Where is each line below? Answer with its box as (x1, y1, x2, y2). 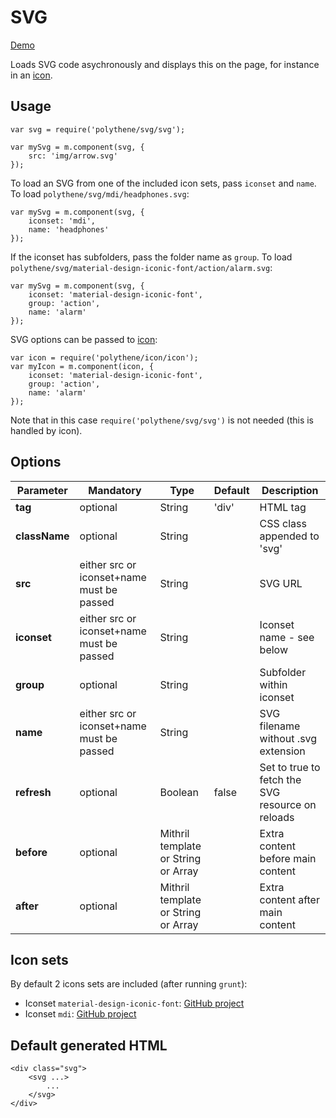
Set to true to (259, 760, 321, 774)
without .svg (259, 731, 318, 745)
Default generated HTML (10, 1037, 168, 1054)
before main (259, 851, 317, 865)
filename (259, 719, 301, 733)
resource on (259, 797, 317, 811)
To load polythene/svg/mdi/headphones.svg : (10, 187, 190, 200)
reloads (259, 810, 295, 824)
